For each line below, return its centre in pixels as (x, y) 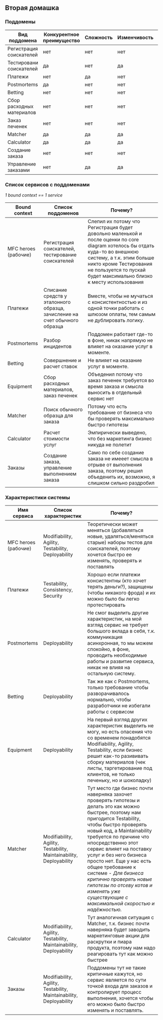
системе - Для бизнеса (115, 873)
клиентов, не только (111, 774)
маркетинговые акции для (118, 936)
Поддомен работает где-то (120, 334)
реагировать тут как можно (120, 954)
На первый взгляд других (117, 719)
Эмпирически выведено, (117, 433)
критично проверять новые (120, 879)
